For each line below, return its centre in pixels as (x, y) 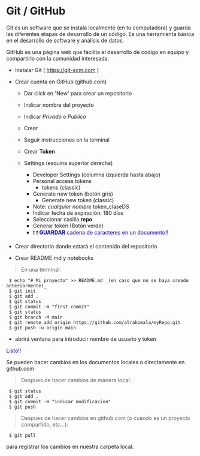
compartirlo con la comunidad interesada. (58, 58)
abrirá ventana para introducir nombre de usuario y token (86, 339)
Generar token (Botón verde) (68, 226)
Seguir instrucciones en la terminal (66, 140)
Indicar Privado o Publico (55, 116)
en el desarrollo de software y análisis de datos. (65, 40)
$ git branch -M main (36, 317)
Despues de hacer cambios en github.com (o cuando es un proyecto (105, 418)
